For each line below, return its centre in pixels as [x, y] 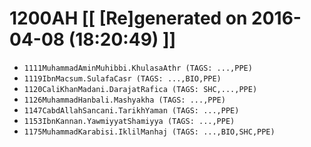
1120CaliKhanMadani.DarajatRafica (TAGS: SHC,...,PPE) [140, 89]
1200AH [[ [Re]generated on [128, 18]
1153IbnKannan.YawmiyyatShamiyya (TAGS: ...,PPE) [129, 121]
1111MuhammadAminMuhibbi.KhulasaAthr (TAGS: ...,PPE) [138, 68]
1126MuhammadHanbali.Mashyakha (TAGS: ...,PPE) [124, 100]
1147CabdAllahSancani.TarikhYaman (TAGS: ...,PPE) [131, 110]
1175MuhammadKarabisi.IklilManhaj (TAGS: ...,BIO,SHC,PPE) [149, 132]
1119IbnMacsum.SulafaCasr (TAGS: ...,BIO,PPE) [122, 78]
